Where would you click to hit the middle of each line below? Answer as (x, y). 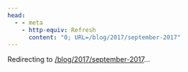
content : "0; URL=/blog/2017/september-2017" (104, 37)
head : (16, 15)
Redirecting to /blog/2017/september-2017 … (79, 59)
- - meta (29, 23)
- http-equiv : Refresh (59, 30)
